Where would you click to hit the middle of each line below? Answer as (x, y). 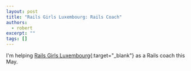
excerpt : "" (21, 33)
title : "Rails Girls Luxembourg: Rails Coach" (64, 17)
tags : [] (17, 39)
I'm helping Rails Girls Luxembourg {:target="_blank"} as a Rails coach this (95, 55)
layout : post (22, 11)
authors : (17, 22)
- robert (22, 28)
